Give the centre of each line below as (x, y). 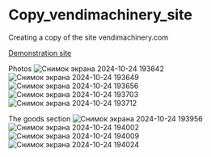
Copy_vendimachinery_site (100, 15)
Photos (20, 68)
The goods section (40, 118)
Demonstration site (40, 53)
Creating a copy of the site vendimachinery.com (88, 37)
